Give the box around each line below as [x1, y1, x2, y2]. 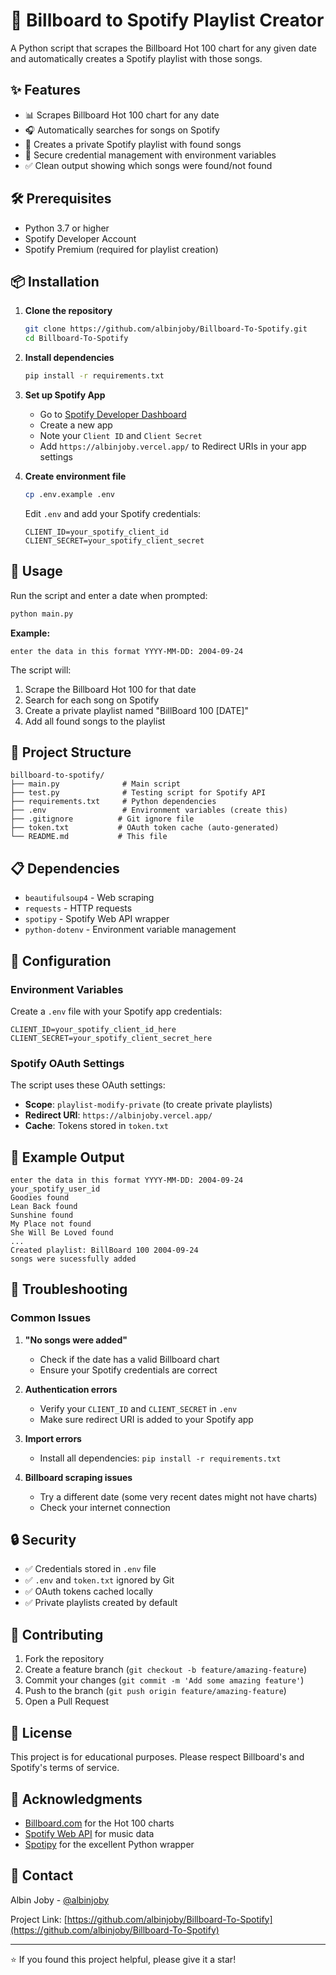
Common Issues [10, 1311, 92, 1325]
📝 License [10, 1724, 73, 1741]
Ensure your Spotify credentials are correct [39, 1364, 218, 1376]
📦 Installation [10, 273, 100, 290]
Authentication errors [24, 1383, 118, 1395]
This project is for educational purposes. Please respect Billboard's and [10, 1751, 305, 1763]
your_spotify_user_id [10, 1184, 101, 1194]
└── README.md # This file [10, 832, 168, 842]
